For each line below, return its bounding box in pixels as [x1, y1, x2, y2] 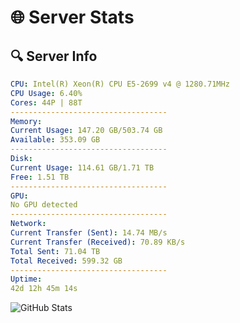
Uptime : [10, 274, 43, 285]
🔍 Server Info [10, 47, 98, 65]
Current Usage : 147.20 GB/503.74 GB [10, 126, 163, 136]
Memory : [10, 116, 43, 126]
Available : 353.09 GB [10, 135, 101, 145]
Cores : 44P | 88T [10, 97, 83, 108]
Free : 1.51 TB [10, 172, 70, 182]
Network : [10, 219, 47, 229]
